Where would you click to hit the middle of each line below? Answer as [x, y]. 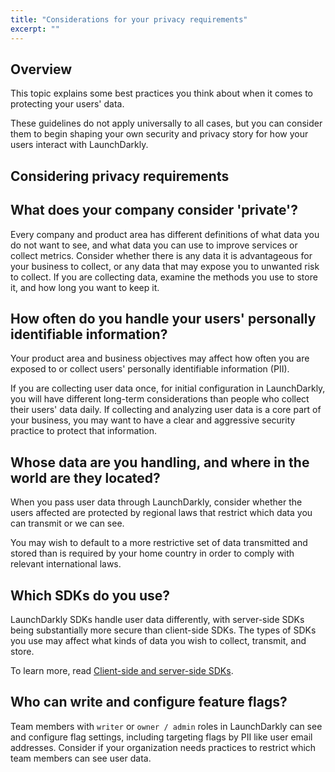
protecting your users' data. [67, 104]
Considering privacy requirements [120, 176]
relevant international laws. [66, 564]
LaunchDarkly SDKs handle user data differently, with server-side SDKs [157, 619]
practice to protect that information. [84, 431]
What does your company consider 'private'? [154, 210]
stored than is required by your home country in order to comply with [152, 553]
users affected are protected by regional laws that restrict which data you [161, 513]
